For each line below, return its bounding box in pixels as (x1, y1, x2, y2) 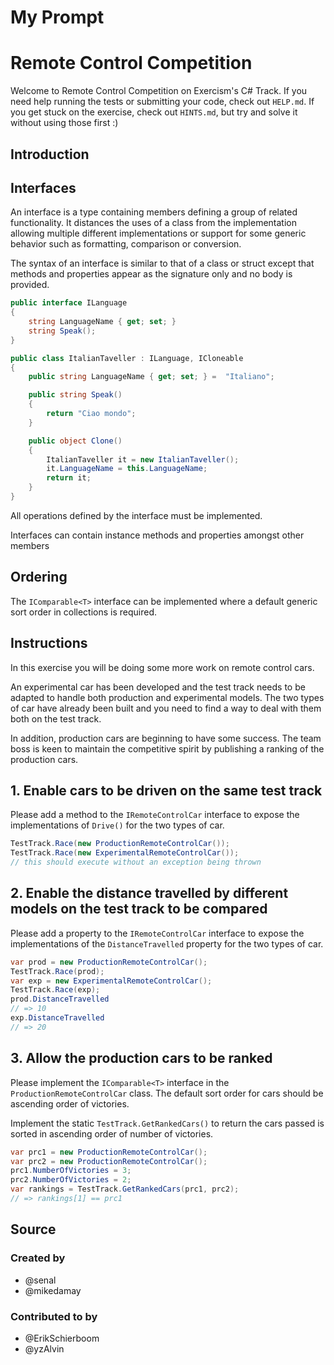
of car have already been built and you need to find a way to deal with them (10, 702, 322, 714)
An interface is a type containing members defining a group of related (10, 206, 298, 218)
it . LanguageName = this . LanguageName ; (46, 464, 208, 474)
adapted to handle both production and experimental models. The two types (10, 691, 325, 703)
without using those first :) (10, 117, 119, 129)
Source (10, 1221, 57, 1238)
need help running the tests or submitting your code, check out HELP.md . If (10, 96, 315, 108)
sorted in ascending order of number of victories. (10, 1127, 214, 1140)
